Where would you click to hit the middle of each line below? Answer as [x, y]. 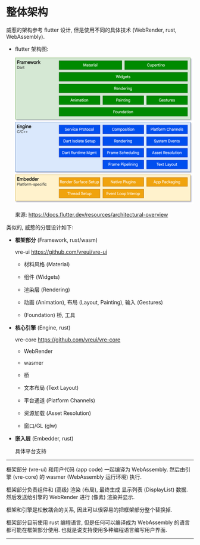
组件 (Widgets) [42, 277]
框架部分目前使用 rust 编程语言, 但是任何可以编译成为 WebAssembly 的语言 [98, 522]
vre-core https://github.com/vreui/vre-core [68, 340]
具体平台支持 [30, 451]
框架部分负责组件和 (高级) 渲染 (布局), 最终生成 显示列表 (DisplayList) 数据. [97, 489]
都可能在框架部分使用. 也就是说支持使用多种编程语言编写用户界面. [87, 530]
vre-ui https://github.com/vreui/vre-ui [61, 252]
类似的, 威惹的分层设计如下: [40, 227]
